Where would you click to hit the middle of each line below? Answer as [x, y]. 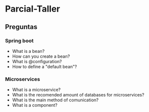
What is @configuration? [37, 61]
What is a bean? [28, 51]
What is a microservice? [36, 90]
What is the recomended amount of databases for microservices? [78, 95]
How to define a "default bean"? [44, 66]
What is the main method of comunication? [55, 100]
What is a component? [35, 105]
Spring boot [19, 41]
